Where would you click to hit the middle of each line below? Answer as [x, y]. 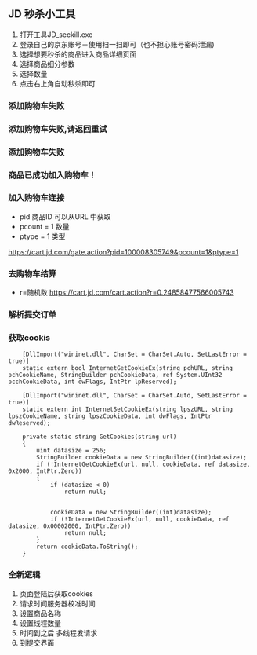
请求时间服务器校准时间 [57, 603]
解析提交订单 [33, 315]
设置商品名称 [40, 613]
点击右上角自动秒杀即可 [57, 83]
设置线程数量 [40, 623]
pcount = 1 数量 [44, 226]
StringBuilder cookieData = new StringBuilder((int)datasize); [141, 458]
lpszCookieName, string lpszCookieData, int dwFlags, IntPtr [110, 416]
